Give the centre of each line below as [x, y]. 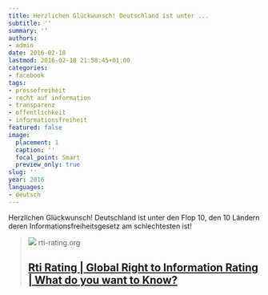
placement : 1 [37, 142]
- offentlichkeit [37, 113]
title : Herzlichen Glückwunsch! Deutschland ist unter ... [109, 16]
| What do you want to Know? [103, 280]
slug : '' [23, 172]
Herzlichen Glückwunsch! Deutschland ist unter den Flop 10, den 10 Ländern [134, 217]
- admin [21, 46]
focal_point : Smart [48, 157]
